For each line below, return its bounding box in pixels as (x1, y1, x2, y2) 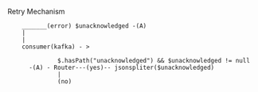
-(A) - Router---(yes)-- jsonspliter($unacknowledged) (28, 63, 215, 71)
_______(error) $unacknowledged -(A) (21, 22, 147, 30)
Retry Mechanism (7, 7, 65, 16)
